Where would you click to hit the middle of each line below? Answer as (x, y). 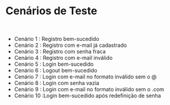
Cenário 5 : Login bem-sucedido (54, 64)
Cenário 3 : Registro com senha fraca (60, 51)
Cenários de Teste (51, 11)
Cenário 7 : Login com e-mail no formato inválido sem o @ (85, 77)
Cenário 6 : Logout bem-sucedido (56, 70)
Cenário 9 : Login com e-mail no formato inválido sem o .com (89, 89)
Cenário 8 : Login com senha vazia (56, 83)
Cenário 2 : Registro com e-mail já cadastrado (70, 45)
